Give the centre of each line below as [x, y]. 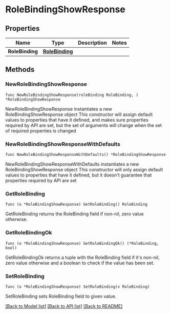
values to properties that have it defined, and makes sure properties [77, 120]
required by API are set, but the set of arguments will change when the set [84, 125]
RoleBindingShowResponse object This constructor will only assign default [84, 169]
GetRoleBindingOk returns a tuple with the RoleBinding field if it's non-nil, [82, 257]
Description [92, 43]
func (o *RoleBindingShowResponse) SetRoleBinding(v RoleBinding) [78, 287]
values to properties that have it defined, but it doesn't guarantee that [79, 175]
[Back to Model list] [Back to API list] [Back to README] [64, 306]
